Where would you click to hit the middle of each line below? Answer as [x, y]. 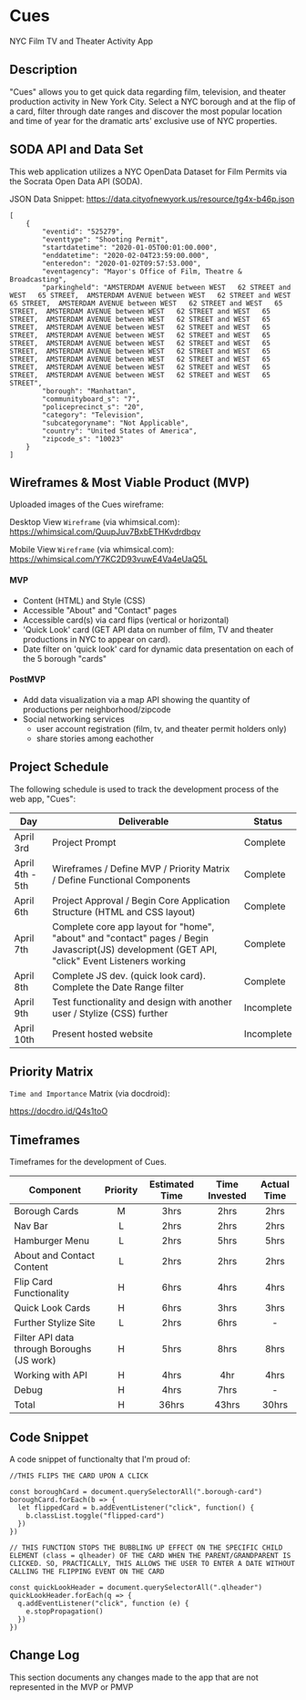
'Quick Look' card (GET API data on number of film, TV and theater [148, 629]
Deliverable [143, 821]
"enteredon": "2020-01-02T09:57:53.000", [122, 263]
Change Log [45, 1655]
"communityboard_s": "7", [92, 399]
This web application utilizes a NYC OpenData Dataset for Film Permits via [148, 171]
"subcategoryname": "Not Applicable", [116, 423]
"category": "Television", [93, 415]
